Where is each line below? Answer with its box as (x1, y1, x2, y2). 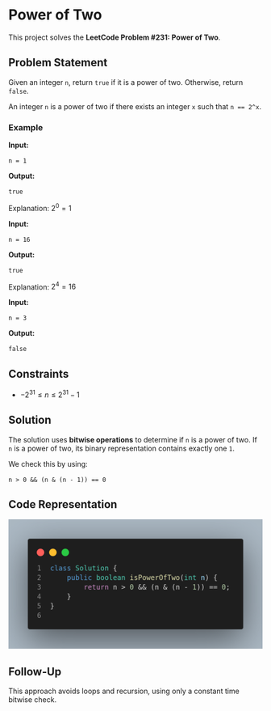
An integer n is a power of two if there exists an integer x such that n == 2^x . (8, 101, 262, 111)
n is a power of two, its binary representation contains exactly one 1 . (8, 443, 236, 453)
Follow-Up (8, 665, 62, 679)
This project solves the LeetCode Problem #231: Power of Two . (8, 32, 221, 42)
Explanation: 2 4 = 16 (8, 281, 77, 292)
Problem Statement (8, 56, 108, 70)
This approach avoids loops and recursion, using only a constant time (8, 686, 240, 696)
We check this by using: (8, 459, 88, 468)
